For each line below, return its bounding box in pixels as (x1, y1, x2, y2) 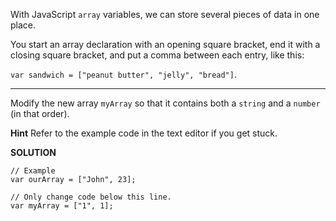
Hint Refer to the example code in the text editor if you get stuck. (10, 127, 278, 139)
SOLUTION (10, 147, 57, 158)
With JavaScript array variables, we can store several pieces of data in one (10, 9, 320, 20)
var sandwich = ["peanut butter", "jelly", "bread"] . (10, 69, 237, 80)
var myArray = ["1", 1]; (10, 201, 114, 211)
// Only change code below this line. (10, 192, 172, 202)
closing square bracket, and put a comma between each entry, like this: (10, 49, 305, 61)
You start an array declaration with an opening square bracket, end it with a (10, 39, 321, 50)
